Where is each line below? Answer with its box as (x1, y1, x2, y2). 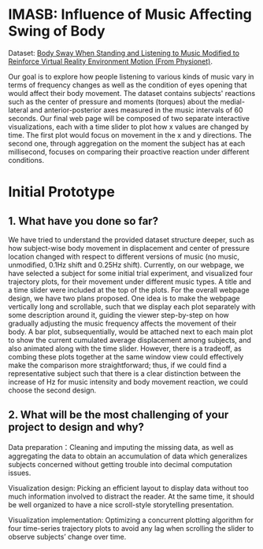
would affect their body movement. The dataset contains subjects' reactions (8, 88, 256, 98)
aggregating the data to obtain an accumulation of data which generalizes (8, 451, 248, 461)
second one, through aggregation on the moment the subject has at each (8, 138, 246, 148)
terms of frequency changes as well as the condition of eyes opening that (8, 80, 247, 90)
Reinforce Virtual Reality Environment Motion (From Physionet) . (8, 57, 213, 66)
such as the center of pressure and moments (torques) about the (8, 97, 219, 106)
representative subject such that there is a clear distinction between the (8, 368, 242, 378)
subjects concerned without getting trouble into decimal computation (8, 459, 232, 469)
